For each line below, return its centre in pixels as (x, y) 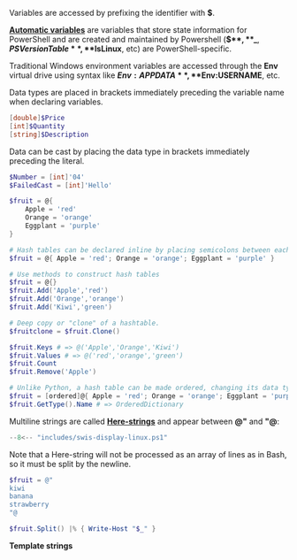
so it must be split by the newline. (70, 464)
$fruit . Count (33, 364)
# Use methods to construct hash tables (85, 274)
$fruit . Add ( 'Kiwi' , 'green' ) (61, 307)
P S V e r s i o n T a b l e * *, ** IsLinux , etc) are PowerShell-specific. (121, 49)
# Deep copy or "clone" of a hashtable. (85, 323)
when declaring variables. (56, 102)
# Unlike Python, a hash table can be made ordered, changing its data (144, 388)
